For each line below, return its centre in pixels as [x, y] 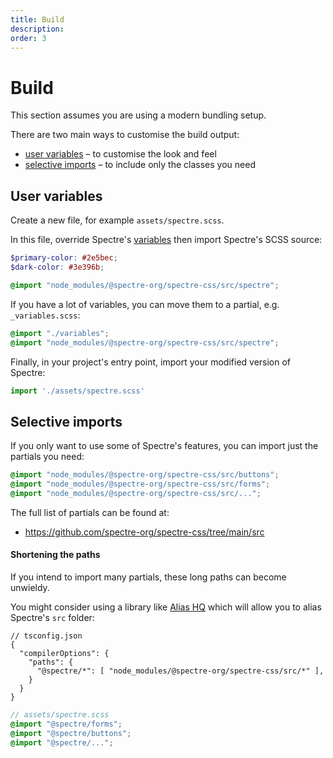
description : [37, 29]
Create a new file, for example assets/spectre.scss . [117, 220]
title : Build [37, 19]
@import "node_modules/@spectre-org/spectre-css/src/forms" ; [140, 484]
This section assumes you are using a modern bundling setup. [138, 115]
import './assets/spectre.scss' [77, 391]
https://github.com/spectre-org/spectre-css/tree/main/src [144, 532]
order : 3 [28, 38]
